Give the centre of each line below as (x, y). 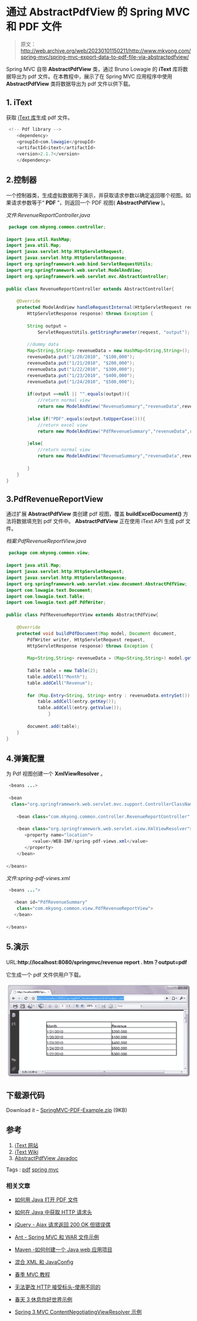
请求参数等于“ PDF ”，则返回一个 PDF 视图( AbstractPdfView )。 (89, 203)
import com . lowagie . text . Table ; (45, 597)
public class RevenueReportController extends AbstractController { (90, 289)
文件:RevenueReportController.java (48, 215)
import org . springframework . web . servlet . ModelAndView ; (74, 270)
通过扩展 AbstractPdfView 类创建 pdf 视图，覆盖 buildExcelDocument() (94, 514)
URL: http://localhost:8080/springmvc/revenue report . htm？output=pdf (97, 962)
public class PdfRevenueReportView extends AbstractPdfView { (82, 615)
